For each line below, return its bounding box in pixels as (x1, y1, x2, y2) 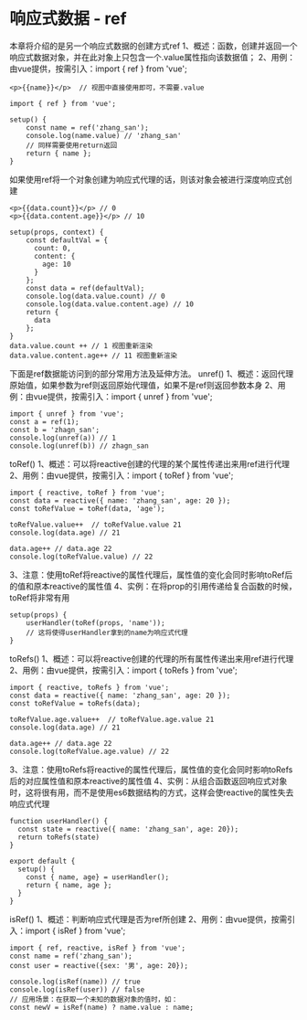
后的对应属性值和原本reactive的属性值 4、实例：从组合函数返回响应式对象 (9, 775, 288, 786)
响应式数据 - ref (9, 8, 127, 29)
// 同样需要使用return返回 (26, 141, 118, 150)
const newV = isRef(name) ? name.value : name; (9, 1003, 195, 1012)
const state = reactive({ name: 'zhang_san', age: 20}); (17, 824, 239, 834)
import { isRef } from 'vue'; (25, 925, 126, 936)
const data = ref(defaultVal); (26, 283, 145, 292)
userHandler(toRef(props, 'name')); (26, 618, 166, 627)
